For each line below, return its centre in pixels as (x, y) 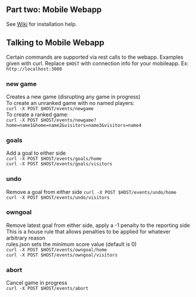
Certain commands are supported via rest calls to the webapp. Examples (95, 57)
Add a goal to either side (36, 153)
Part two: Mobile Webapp (54, 10)
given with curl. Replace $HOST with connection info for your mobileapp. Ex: (97, 63)
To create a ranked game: (38, 114)
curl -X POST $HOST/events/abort (47, 289)
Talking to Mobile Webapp (55, 43)
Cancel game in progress (37, 283)
